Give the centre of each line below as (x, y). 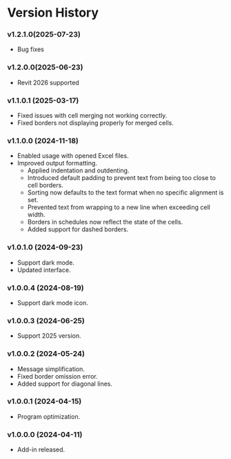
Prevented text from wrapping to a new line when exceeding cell (119, 207)
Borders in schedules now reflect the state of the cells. (105, 222)
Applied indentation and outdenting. (78, 170)
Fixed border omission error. (57, 376)
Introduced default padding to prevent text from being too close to (121, 178)
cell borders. (45, 186)
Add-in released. (41, 450)
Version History (53, 13)
